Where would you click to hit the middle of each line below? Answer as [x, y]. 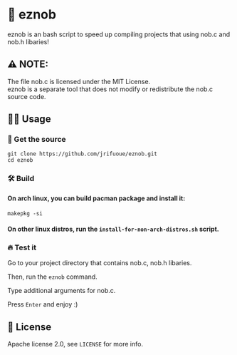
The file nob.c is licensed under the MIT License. [79, 81]
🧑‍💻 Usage [29, 119]
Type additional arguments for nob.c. [62, 291]
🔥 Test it [22, 247]
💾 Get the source [37, 140]
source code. [27, 96]
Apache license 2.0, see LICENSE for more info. [75, 344]
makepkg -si [25, 213]
